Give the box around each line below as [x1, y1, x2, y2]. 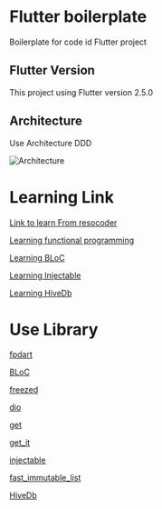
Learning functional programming [9, 235, 135, 245]
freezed [9, 384, 39, 395]
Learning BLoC [9, 252, 65, 263]
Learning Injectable [9, 270, 81, 281]
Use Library [9, 319, 99, 340]
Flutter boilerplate [9, 6, 148, 27]
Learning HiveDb [9, 287, 72, 298]
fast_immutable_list [9, 473, 81, 484]
